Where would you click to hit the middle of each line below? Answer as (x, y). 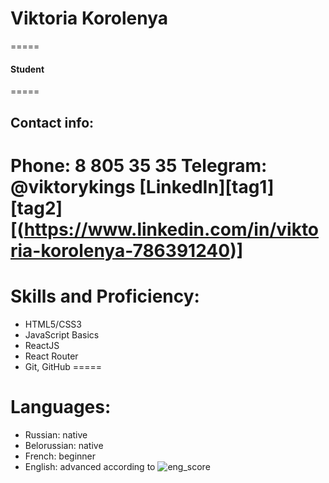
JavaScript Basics (62, 334)
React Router (51, 356)
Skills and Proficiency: (105, 296)
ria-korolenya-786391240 (120, 250)
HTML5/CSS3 (53, 324)
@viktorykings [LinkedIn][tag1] (142, 186)
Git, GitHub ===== (63, 366)
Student (27, 69)
